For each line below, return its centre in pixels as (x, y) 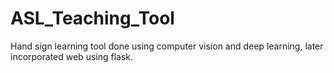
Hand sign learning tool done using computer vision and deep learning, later (167, 46)
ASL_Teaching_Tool (92, 18)
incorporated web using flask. (72, 56)
